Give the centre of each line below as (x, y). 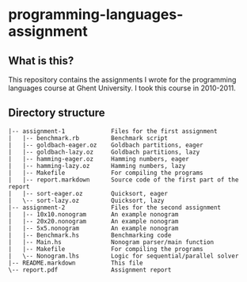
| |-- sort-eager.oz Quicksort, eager (88, 193)
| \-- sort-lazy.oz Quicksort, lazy (86, 200)
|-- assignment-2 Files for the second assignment (115, 208)
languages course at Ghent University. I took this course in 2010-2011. (122, 88)
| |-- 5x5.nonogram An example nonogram (93, 228)
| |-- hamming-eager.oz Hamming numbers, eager (99, 159)
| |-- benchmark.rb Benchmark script (88, 138)
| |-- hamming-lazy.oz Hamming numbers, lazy (97, 166)
